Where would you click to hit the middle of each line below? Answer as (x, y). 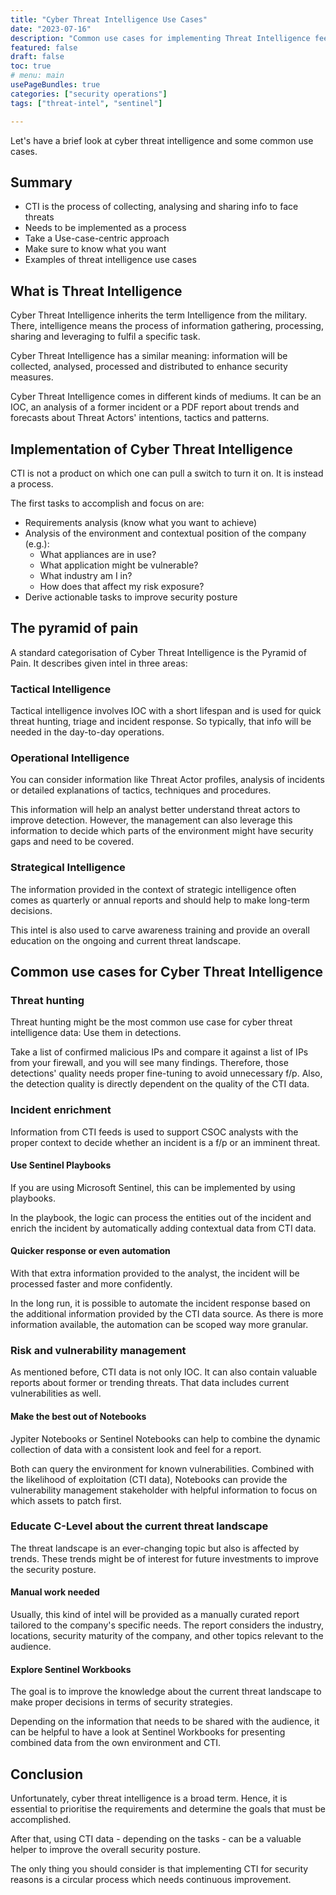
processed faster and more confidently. (91, 1284)
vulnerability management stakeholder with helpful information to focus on (164, 1490)
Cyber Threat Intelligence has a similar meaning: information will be (149, 356)
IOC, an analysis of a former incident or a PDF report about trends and (155, 407)
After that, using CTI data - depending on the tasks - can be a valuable (156, 1839)
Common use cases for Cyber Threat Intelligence (167, 972)
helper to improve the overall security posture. (106, 1850)
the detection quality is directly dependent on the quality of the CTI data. (160, 1084)
